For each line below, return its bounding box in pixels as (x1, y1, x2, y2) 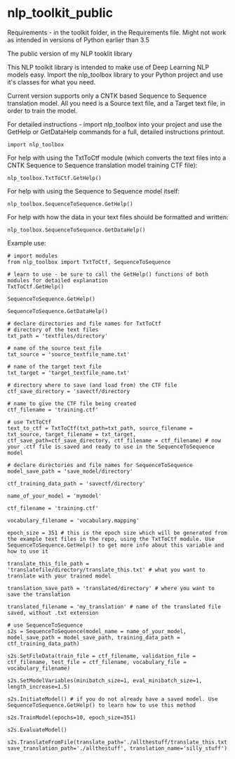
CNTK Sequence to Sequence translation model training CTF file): (7, 160, 198, 170)
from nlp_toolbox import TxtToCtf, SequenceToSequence (7, 258, 171, 265)
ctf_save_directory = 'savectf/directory (7, 388, 130, 395)
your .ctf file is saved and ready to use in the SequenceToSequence (7, 443, 215, 450)
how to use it (7, 547, 49, 555)
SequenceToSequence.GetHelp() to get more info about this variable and (7, 542, 224, 549)
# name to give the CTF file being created (7, 400, 137, 407)
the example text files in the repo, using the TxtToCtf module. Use (7, 535, 215, 542)
